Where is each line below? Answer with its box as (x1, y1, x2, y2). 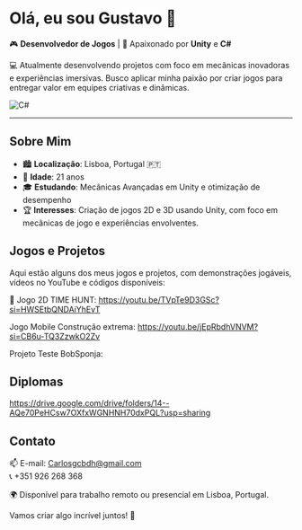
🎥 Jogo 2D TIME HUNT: (9, 294, 97, 305)
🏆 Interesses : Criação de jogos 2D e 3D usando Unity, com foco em (22, 204, 279, 215)
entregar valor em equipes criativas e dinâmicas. (9, 82, 191, 93)
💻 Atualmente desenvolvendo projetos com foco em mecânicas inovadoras (9, 59, 290, 70)
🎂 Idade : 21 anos (22, 171, 85, 182)
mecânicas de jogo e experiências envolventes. (22, 217, 200, 228)
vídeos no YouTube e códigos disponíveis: (9, 277, 165, 287)
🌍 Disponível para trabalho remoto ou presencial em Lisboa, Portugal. (9, 490, 270, 500)
